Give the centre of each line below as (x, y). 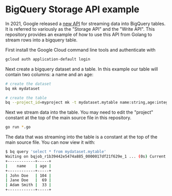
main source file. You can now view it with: (50, 142)
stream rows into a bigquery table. (41, 40)
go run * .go (18, 127)
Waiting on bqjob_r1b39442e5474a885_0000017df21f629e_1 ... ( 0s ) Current (86, 157)
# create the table (26, 98)
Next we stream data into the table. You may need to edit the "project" (79, 112)
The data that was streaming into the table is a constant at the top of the (81, 137)
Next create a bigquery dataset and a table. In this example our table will (82, 69)
